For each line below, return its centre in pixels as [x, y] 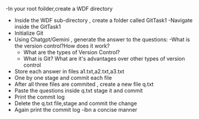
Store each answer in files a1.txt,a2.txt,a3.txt [69, 71]
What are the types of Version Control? [72, 52]
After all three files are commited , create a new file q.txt [84, 84]
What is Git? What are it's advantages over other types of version [104, 59]
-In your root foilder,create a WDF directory [59, 9]
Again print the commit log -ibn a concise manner [76, 110]
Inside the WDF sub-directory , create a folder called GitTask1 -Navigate [103, 20]
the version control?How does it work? [62, 46]
